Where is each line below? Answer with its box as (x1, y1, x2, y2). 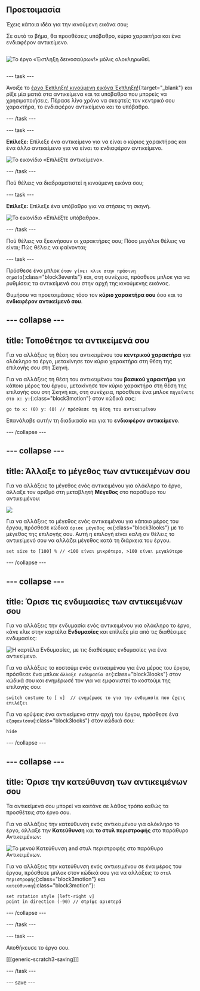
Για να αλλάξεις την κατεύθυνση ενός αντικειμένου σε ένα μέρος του (6, 863, 182, 870)
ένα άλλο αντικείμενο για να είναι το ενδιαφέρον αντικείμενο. (6, 144, 163, 152)
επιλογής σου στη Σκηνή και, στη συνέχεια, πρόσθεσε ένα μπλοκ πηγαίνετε (6, 388, 195, 396)
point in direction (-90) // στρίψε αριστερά (6, 899, 121, 905)
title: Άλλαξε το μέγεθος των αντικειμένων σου (6, 466, 190, 476)
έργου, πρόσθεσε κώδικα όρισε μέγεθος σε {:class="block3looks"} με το (6, 524, 184, 531)
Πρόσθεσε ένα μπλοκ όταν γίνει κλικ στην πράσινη (6, 267, 136, 274)
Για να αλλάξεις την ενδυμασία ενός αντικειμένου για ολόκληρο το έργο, (6, 622, 191, 629)
